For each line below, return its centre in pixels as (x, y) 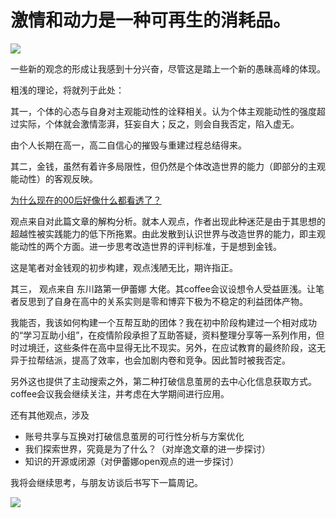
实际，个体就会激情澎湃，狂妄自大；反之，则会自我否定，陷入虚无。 (159, 123)
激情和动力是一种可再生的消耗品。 (151, 20)
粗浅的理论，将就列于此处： (67, 90)
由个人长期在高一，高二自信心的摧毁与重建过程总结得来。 (128, 145)
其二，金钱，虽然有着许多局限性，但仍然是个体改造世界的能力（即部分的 (159, 166)
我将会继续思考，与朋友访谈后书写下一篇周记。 (106, 482)
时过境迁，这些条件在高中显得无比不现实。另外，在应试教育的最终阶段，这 (163, 347)
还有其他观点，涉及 (50, 415)
